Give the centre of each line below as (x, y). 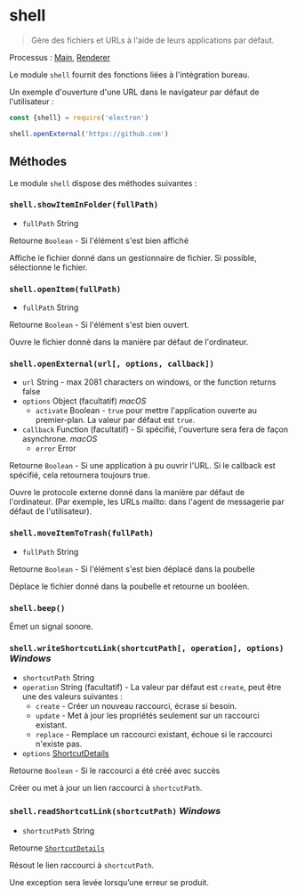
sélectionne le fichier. (48, 267)
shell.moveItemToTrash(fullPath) (81, 534)
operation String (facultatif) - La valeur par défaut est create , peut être (152, 688)
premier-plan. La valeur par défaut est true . (115, 420)
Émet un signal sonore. (51, 626)
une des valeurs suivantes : (72, 696)
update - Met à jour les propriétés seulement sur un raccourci (147, 716)
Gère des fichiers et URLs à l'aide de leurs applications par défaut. (153, 40)
